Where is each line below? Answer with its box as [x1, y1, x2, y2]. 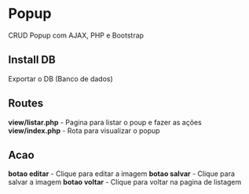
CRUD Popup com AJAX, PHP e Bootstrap [8, 31, 144, 40]
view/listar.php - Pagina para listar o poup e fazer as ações [8, 117, 202, 127]
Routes [8, 97, 44, 110]
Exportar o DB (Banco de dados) [8, 74, 114, 83]
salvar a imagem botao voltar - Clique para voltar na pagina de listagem [8, 178, 242, 187]
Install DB [8, 53, 57, 66]
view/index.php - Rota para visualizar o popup [8, 126, 160, 135]
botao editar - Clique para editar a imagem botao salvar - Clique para [8, 169, 236, 178]
